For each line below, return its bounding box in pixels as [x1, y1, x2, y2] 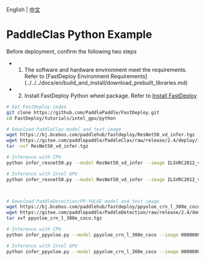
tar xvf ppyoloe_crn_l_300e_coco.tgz [6, 215, 103, 221]
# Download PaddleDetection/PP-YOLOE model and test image [6, 198, 160, 204]
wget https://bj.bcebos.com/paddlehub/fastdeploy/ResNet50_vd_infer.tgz [6, 132, 195, 138]
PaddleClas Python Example [6, 27, 153, 41]
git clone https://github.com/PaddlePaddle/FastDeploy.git [6, 109, 160, 115]
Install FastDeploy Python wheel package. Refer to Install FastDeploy [24, 91, 197, 99]
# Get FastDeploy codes [6, 104, 67, 110]
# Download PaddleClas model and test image [6, 126, 121, 132]
